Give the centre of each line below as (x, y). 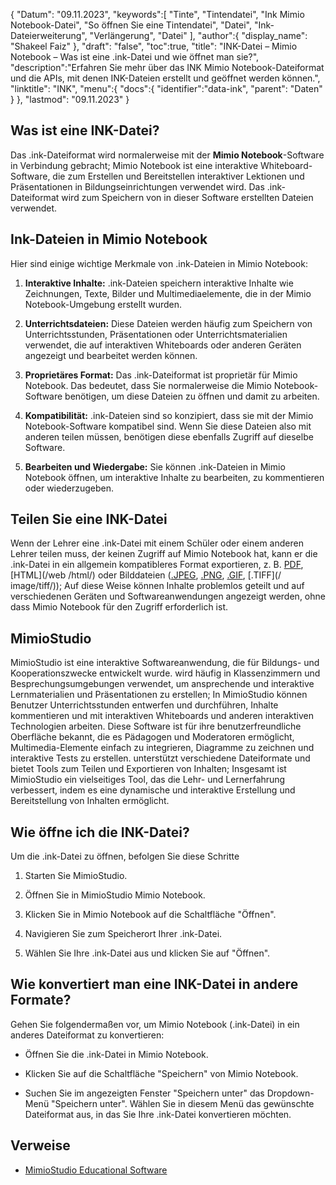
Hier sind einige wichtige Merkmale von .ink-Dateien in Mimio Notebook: (159, 263)
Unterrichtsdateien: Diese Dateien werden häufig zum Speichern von (168, 323)
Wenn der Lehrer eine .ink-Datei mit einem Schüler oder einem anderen (157, 543)
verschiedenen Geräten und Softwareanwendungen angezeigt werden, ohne (168, 596)
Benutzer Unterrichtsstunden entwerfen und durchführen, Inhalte (144, 705)
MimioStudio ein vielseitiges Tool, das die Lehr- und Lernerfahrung (148, 780)
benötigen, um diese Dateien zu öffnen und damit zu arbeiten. (192, 396)
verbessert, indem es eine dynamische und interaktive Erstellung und (153, 790)
